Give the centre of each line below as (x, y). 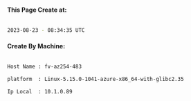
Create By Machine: (36, 46)
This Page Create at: (37, 10)
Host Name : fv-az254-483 (44, 67)
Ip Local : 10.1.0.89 (40, 92)
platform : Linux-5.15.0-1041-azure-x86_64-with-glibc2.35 (96, 80)
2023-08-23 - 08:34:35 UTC (46, 30)
